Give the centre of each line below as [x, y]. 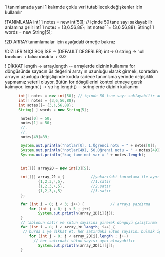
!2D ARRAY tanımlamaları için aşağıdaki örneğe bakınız [60, 42]
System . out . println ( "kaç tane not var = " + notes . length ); [83, 155]
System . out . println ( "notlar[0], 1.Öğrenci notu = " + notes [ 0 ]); [89, 145]
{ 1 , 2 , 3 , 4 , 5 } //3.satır [74, 191]
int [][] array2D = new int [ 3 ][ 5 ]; [56, 168]
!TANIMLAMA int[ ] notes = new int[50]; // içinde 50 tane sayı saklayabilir [79, 22]
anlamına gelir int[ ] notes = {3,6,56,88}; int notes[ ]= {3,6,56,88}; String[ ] [80, 27]
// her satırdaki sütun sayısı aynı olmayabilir [84, 241]
